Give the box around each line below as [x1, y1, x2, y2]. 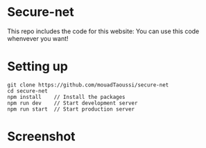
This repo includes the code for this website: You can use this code [7, 27, 200, 35]
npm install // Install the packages [7, 93, 126, 100]
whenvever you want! [7, 34, 69, 42]
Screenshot [7, 129, 76, 145]
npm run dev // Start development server [7, 100, 138, 107]
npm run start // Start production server [7, 105, 135, 113]
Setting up [7, 59, 68, 75]
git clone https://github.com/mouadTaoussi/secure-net [7, 81, 169, 89]
